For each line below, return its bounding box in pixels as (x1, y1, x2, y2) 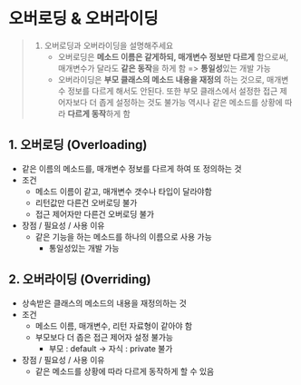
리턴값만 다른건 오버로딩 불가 (34, 197, 138, 208)
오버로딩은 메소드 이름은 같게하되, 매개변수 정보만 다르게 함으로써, (57, 51, 289, 62)
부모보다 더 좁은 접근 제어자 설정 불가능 (34, 331, 174, 342)
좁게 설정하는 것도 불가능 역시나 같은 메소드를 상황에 (98, 96, 283, 107)
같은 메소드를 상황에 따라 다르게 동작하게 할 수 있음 (34, 365, 215, 377)
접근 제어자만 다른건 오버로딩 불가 (34, 208, 155, 219)
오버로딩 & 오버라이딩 (8, 8, 159, 29)
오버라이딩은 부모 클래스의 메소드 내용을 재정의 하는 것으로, (57, 74, 265, 84)
